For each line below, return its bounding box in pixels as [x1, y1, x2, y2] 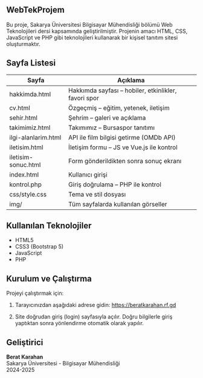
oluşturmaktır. [6, 40, 41, 47]
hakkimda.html [9, 90, 51, 98]
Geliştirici [6, 337, 43, 348]
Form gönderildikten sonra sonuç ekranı [68, 157, 182, 165]
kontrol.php [9, 180, 42, 189]
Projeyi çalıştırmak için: [6, 289, 64, 297]
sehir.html [9, 113, 38, 122]
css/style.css [9, 190, 47, 198]
